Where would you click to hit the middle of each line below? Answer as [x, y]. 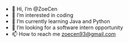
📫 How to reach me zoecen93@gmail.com [64, 34]
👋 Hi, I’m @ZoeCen [34, 9]
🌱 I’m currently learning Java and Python [61, 21]
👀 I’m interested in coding [43, 15]
